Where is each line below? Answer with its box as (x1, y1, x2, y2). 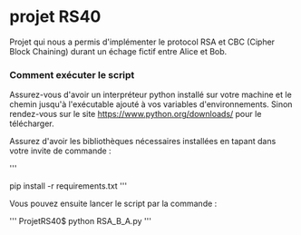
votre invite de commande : (9, 145, 112, 156)
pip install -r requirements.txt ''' (9, 181, 128, 191)
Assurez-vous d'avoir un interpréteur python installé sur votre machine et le (9, 89, 292, 101)
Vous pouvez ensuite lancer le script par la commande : (9, 198, 218, 210)
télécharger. (9, 118, 54, 129)
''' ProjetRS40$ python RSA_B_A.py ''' (9, 216, 152, 227)
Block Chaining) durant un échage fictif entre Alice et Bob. (9, 45, 228, 56)
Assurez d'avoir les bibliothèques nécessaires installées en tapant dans (9, 136, 277, 147)
